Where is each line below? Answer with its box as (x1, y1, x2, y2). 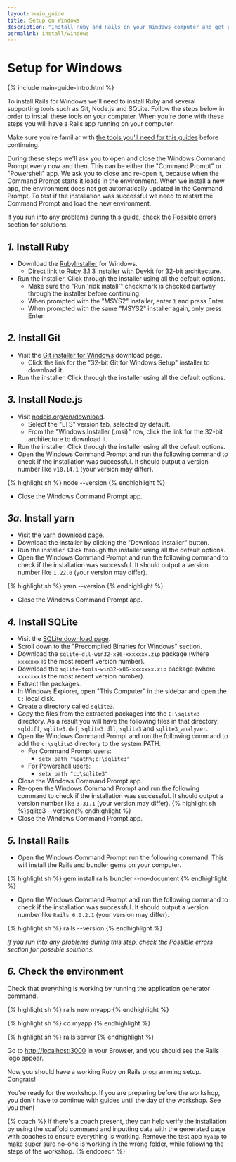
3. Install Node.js (7, 393, 83, 405)
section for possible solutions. (7, 945, 95, 954)
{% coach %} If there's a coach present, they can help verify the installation (7, 1117, 227, 1125)
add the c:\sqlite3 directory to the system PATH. (17, 740, 162, 748)
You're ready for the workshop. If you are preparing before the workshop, (7, 1088, 221, 1097)
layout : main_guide (7, 10, 65, 18)
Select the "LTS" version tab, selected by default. (27, 419, 171, 428)
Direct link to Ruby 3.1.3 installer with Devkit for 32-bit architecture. (27, 267, 222, 275)
